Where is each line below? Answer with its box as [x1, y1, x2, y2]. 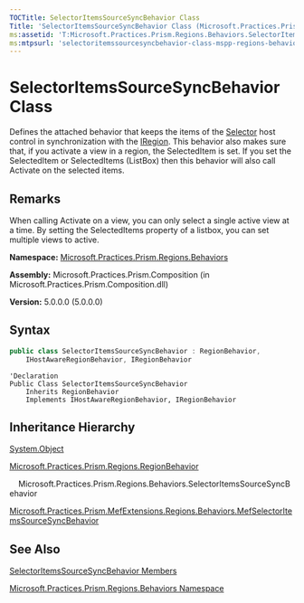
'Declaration [9, 372, 59, 381]
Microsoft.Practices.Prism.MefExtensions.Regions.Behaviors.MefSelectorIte [9, 505, 292, 516]
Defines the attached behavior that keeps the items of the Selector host [9, 127, 276, 137]
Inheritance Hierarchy [9, 419, 136, 435]
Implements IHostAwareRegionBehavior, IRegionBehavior [25, 395, 237, 404]
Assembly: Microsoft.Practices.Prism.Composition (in [9, 269, 210, 280]
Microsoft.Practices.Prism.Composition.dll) [9, 279, 169, 289]
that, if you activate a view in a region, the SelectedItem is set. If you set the [9, 146, 292, 156]
